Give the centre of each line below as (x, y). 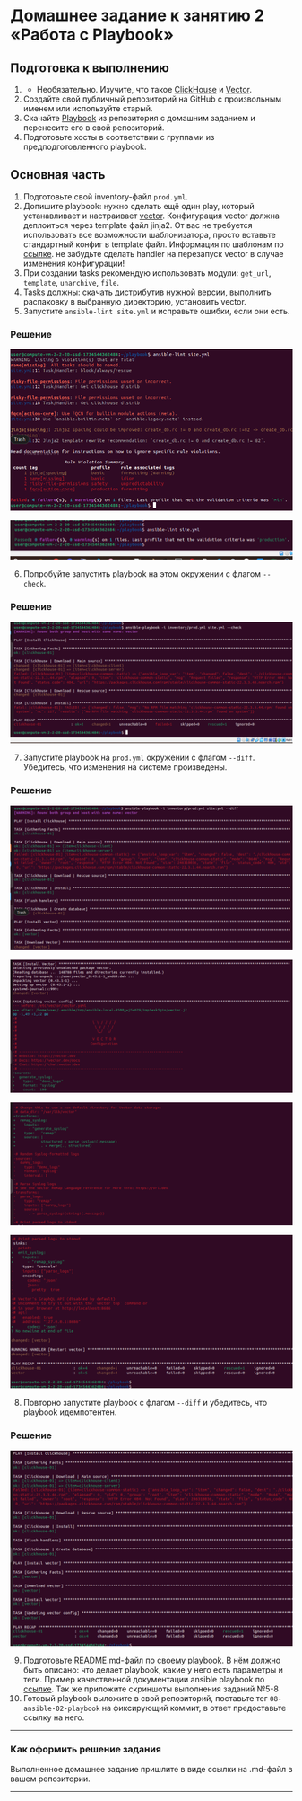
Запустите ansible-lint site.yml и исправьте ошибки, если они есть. (156, 311)
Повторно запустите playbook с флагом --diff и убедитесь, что (145, 1403)
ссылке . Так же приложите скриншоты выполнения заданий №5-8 (151, 1689)
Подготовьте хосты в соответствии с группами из (119, 137)
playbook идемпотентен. (70, 1412)
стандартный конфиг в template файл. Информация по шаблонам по (154, 244)
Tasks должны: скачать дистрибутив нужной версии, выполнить (147, 292)
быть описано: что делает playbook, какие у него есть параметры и (153, 1670)
